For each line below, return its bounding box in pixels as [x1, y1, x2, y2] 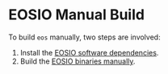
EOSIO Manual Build [8, 6, 145, 24]
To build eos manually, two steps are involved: [8, 32, 161, 42]
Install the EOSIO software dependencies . [19, 47, 159, 57]
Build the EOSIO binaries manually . [19, 56, 136, 66]
